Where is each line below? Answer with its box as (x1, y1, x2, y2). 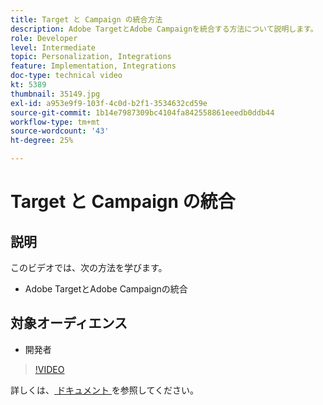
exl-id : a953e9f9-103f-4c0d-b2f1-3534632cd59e (10, 98, 208, 108)
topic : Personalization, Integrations (10, 52, 172, 62)
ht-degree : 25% (10, 136, 74, 146)
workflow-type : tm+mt (10, 117, 101, 127)
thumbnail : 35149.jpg (10, 89, 101, 99)
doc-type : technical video (10, 71, 123, 81)
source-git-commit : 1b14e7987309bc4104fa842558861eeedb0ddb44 (10, 107, 275, 118)
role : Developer (10, 33, 78, 43)
